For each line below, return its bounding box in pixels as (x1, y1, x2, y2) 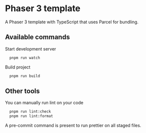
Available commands (5, 33, 70, 41)
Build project (5, 64, 31, 70)
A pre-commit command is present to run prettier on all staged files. (5, 122, 142, 129)
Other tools (5, 87, 40, 95)
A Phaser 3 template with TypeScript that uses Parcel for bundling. (5, 19, 139, 25)
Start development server (5, 46, 56, 51)
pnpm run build (9, 73, 40, 78)
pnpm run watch (9, 55, 40, 60)
